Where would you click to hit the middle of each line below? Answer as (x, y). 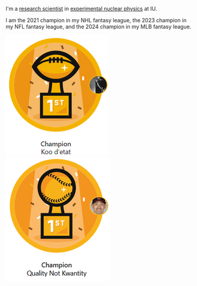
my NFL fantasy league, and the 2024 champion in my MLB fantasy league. (99, 27)
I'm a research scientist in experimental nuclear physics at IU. (81, 9)
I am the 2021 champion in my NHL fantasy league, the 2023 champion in (96, 20)
